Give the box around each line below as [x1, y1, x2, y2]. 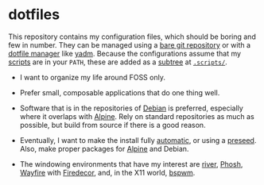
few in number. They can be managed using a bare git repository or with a [8, 40, 251, 49]
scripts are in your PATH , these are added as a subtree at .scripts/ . [8, 57, 228, 67]
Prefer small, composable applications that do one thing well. [19, 87, 220, 97]
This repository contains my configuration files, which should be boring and [8, 32, 256, 41]
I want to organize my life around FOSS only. [19, 72, 165, 82]
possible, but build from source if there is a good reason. [19, 120, 206, 129]
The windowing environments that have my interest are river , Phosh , [19, 159, 243, 168]
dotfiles [8, 6, 60, 24]
